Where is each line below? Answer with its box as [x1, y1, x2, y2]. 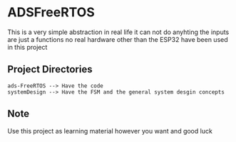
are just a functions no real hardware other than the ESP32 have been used [7, 35, 228, 43]
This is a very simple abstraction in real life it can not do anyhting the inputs [7, 28, 230, 36]
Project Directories [7, 63, 93, 75]
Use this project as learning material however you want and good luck [7, 126, 212, 135]
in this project [7, 43, 48, 51]
